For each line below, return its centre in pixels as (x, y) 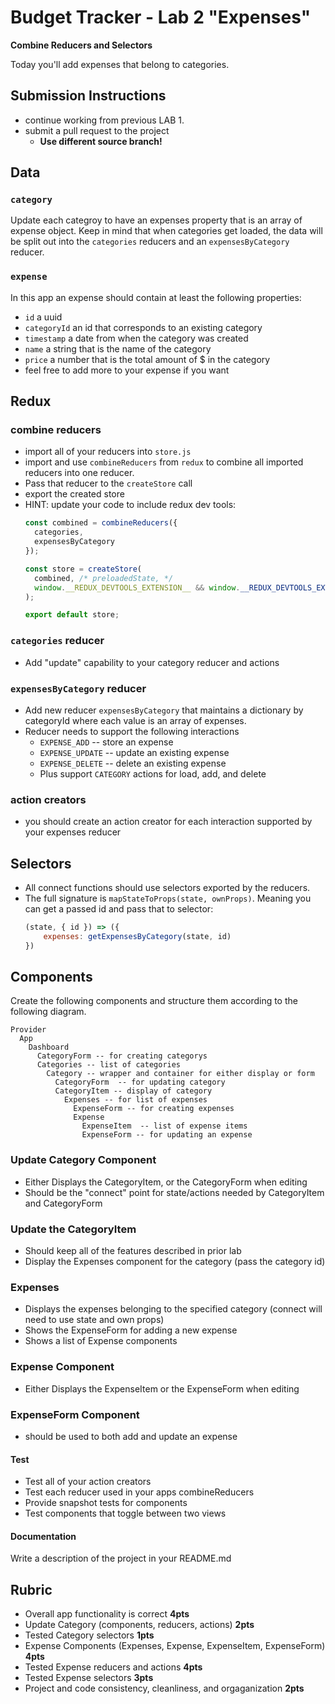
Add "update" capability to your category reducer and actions (152, 662)
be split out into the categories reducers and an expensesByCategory (150, 242)
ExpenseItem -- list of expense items (164, 1126)
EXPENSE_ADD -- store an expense (106, 742)
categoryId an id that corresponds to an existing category (143, 327)
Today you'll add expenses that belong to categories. (120, 64)
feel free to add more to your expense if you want (127, 370)
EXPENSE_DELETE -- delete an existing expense (133, 763)
